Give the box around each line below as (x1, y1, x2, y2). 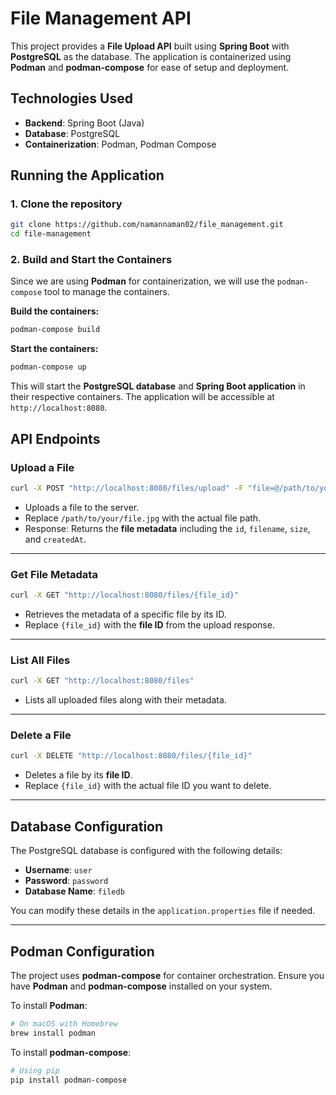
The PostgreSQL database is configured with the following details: (10, 845, 283, 857)
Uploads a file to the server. (24, 501, 140, 513)
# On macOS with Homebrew (10, 1018, 118, 1029)
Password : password (24, 875, 109, 887)
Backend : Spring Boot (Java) (24, 117, 145, 129)
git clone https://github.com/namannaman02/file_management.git (10, 220, 284, 230)
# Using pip (10, 1065, 60, 1076)
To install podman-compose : (10, 1046, 132, 1058)
